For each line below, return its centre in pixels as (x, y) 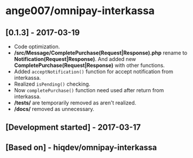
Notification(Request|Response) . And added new (75, 59)
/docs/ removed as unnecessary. (54, 109)
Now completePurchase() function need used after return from (89, 90)
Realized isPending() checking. (52, 84)
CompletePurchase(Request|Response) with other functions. (89, 65)
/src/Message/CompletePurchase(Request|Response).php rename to (101, 53)
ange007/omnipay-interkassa (80, 11)
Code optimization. (37, 46)
